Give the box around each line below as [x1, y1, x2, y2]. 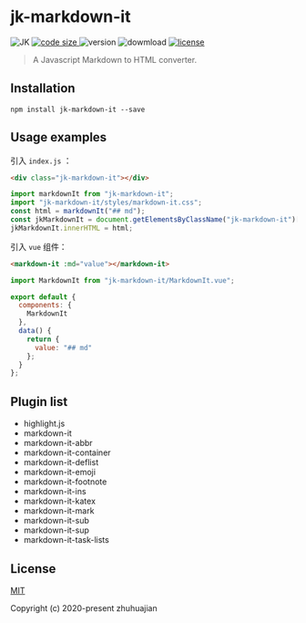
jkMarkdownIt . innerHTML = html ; [10, 223, 133, 233]
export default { [10, 292, 76, 302]
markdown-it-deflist [23, 457, 99, 468]
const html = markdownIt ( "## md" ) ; [10, 207, 146, 216]
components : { [18, 301, 72, 310]
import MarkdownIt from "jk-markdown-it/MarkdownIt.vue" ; [10, 275, 235, 285]
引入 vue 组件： [10, 241, 67, 252]
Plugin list [10, 394, 68, 410]
